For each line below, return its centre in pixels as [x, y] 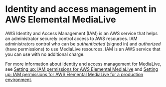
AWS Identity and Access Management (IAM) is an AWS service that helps [82, 33]
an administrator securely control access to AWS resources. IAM [72, 39]
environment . [19, 80]
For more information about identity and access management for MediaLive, [83, 64]
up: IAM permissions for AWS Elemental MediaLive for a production [74, 74]
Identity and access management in [81, 9]
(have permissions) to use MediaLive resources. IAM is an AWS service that [83, 49]
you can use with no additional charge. [45, 54]
